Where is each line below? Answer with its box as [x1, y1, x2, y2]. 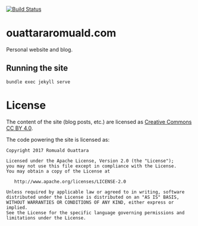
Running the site [6, 63, 68, 74]
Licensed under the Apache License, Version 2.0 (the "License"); [6, 158, 174, 164]
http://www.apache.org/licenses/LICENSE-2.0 [14, 179, 127, 184]
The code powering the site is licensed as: [6, 136, 110, 143]
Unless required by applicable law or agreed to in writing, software [6, 189, 185, 195]
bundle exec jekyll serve [6, 79, 70, 85]
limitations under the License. [6, 215, 86, 221]
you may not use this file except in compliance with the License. [6, 163, 177, 169]
